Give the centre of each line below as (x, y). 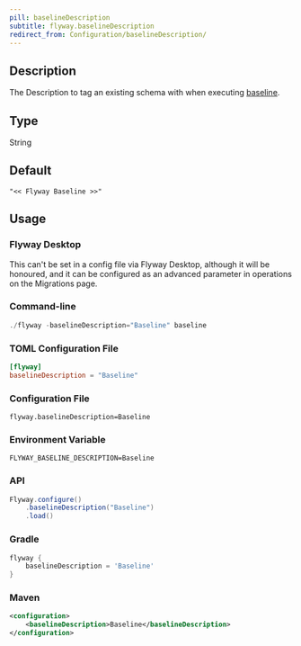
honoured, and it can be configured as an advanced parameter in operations (150, 274)
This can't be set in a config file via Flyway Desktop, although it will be (140, 264)
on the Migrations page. (53, 283)
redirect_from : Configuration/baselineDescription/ (108, 34)
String (21, 142)
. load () (40, 516)
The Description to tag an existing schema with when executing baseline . (145, 93)
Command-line (43, 307)
